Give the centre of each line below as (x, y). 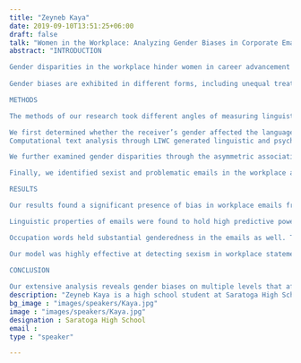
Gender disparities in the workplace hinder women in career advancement (150, 67)
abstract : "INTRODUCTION (56, 51)
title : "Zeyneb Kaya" (50, 17)
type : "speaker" (42, 337)
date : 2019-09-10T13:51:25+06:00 (72, 26)
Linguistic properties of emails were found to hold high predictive (142, 221)
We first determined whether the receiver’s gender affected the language (152, 132)
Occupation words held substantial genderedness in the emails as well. (148, 238)
